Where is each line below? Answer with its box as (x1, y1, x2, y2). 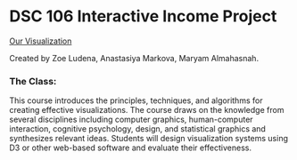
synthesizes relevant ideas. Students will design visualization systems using (9, 133, 288, 144)
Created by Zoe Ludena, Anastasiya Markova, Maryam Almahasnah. (9, 52, 260, 63)
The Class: (9, 75, 57, 87)
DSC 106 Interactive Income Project (9, 6, 277, 27)
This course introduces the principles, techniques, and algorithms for (9, 95, 263, 106)
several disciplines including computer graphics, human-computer (9, 114, 253, 125)
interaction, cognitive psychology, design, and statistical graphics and (9, 124, 266, 134)
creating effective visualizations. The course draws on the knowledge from (9, 105, 285, 116)
